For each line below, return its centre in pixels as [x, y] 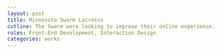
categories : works [34, 39]
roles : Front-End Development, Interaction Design [82, 33]
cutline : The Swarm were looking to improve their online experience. [111, 26]
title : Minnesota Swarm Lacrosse [55, 20]
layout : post [26, 13]
